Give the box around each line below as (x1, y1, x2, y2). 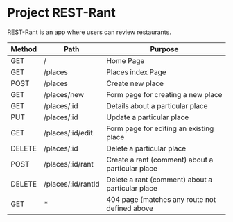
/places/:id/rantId (44, 179, 100, 189)
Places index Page (106, 67, 166, 77)
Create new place (106, 78, 164, 88)
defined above (106, 203, 154, 213)
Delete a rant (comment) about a (106, 175, 213, 185)
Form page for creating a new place (106, 89, 223, 99)
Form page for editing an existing (106, 123, 214, 133)
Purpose (150, 44, 179, 53)
